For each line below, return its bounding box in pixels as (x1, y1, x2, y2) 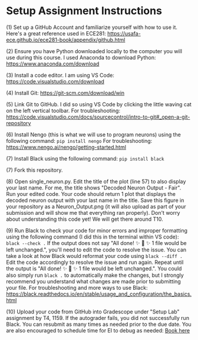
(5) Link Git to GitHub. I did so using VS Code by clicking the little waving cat (6, 100, 192, 107)
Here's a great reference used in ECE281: (6, 30, 106, 37)
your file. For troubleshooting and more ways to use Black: (6, 284, 148, 291)
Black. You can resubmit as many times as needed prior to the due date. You (6, 321, 192, 328)
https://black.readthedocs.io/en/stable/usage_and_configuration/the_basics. (6, 290, 192, 297)
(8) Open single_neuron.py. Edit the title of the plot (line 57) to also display (6, 178, 186, 185)
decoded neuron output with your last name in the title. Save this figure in (6, 197, 184, 204)
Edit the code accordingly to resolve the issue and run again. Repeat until (6, 259, 184, 266)
